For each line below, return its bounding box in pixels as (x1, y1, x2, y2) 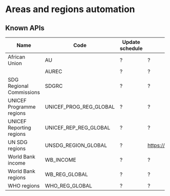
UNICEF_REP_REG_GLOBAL (45, 124, 110, 131)
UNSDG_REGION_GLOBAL (45, 142, 107, 149)
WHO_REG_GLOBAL (45, 182, 93, 189)
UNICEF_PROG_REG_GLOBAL (45, 104, 115, 110)
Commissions (8, 89, 40, 95)
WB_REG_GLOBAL (45, 171, 89, 178)
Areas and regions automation (5, 4, 135, 15)
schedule (119, 45, 143, 52)
